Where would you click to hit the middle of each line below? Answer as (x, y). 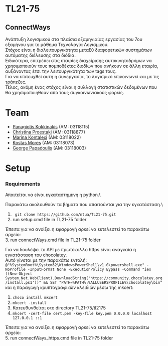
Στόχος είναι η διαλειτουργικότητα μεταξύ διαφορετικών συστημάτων (79, 50)
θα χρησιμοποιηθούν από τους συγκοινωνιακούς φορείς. (65, 93)
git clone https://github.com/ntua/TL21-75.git (65, 215)
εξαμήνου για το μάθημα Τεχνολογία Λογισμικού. (57, 45)
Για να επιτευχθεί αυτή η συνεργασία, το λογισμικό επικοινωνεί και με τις (82, 76)
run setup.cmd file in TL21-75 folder (49, 220)
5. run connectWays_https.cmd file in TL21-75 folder (59, 338)
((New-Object (19, 274)
